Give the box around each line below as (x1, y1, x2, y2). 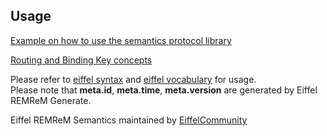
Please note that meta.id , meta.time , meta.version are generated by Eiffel (10, 84, 318, 96)
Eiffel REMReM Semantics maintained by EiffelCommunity (10, 114, 248, 126)
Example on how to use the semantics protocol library (10, 34, 232, 46)
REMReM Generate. (10, 94, 92, 106)
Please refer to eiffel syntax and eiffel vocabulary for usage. (10, 73, 257, 85)
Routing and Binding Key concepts (10, 54, 153, 66)
